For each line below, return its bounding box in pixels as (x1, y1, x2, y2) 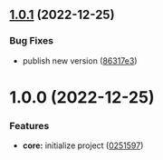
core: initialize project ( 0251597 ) (22, 140, 144, 151)
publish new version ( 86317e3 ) (22, 55, 138, 66)
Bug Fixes (9, 35, 54, 47)
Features (9, 119, 50, 132)
